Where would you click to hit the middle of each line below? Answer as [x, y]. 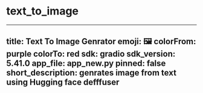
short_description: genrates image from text [92, 73]
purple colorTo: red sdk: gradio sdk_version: [91, 54]
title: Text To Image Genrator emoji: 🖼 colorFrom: [101, 41]
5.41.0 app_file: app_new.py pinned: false [86, 64]
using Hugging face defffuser [63, 82]
